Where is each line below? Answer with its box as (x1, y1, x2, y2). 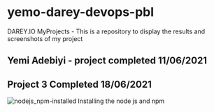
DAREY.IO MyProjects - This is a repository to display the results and (7, 27, 205, 35)
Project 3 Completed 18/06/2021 (7, 78, 152, 90)
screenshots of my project (7, 34, 83, 42)
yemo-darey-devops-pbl (7, 4, 155, 20)
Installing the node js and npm (78, 97, 165, 105)
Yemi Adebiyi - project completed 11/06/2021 (7, 55, 208, 67)
